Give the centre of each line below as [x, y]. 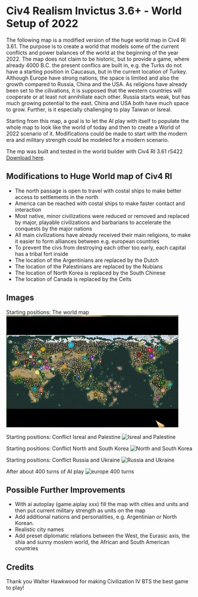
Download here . [26, 157]
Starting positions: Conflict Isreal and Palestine [63, 437]
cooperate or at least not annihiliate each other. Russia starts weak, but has [98, 97]
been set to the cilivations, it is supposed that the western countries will [94, 90]
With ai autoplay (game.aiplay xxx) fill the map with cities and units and [102, 504]
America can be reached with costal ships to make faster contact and [100, 203]
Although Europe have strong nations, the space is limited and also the [93, 78]
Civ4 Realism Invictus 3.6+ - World [94, 11]
